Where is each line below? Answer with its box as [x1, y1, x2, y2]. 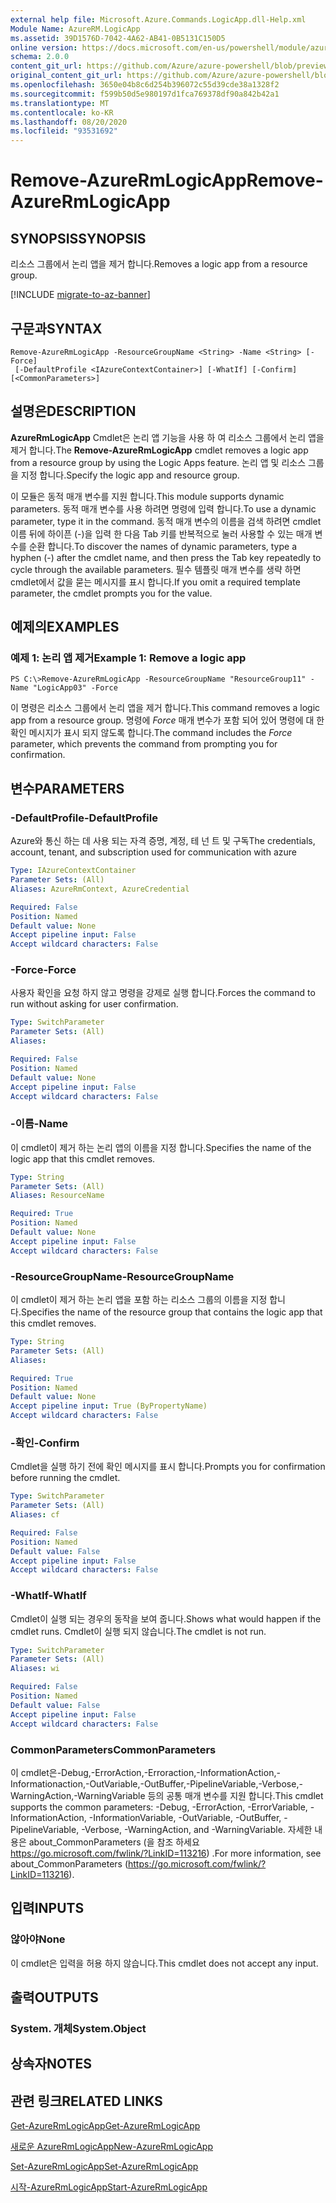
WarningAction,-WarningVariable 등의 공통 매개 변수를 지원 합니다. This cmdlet [10, 1789, 324, 1801]
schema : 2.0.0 [10, 52, 70, 62]
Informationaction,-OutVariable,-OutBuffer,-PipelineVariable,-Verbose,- [10, 1777, 303, 1790]
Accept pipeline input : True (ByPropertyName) [10, 1401, 208, 1411]
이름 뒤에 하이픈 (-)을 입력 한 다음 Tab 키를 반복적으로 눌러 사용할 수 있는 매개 [10, 527, 313, 540]
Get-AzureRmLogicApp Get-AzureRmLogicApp [10, 2120, 201, 2132]
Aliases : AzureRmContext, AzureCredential [10, 884, 190, 894]
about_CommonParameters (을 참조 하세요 [28, 1836, 200, 1848]
